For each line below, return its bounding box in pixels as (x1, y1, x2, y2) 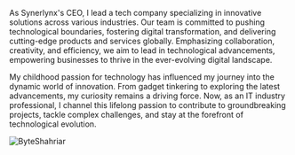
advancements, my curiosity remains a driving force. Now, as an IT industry (9, 90, 286, 101)
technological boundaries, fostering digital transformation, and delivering (9, 27, 276, 36)
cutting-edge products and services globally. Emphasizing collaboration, (9, 35, 275, 46)
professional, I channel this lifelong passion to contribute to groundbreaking (9, 100, 286, 110)
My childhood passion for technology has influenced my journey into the (9, 72, 275, 82)
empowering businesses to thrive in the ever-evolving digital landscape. (9, 55, 273, 65)
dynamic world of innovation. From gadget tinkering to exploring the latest (9, 81, 281, 91)
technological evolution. (9, 119, 97, 129)
